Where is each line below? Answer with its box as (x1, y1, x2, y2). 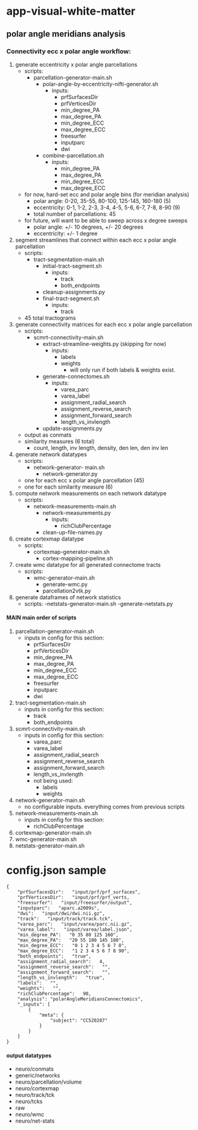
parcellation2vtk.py (42, 587, 92, 594)
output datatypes (6, 1052, 52, 1059)
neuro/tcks (15, 1098, 43, 1105)
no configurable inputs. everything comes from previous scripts (24, 803, 185, 811)
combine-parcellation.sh (42, 152, 105, 159)
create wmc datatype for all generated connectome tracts (15, 561, 161, 568)
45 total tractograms (24, 314, 76, 322)
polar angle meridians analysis (6, 29, 126, 39)
